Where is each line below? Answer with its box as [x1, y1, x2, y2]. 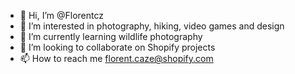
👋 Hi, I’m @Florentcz [19, 10, 105, 21]
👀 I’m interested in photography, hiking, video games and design [19, 20, 285, 32]
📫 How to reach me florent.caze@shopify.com [19, 53, 214, 64]
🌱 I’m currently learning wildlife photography [19, 31, 203, 42]
